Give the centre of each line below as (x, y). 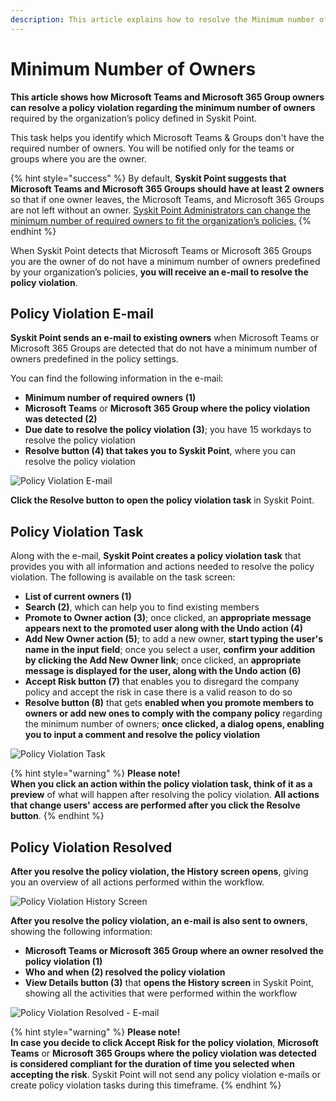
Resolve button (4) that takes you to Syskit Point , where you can (160, 451)
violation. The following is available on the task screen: (123, 577)
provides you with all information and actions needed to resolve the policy (162, 567)
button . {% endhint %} (57, 816)
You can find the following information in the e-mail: (117, 378)
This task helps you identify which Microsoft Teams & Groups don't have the (167, 137)
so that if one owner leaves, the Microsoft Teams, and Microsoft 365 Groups (167, 199)
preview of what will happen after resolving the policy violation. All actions (165, 795)
